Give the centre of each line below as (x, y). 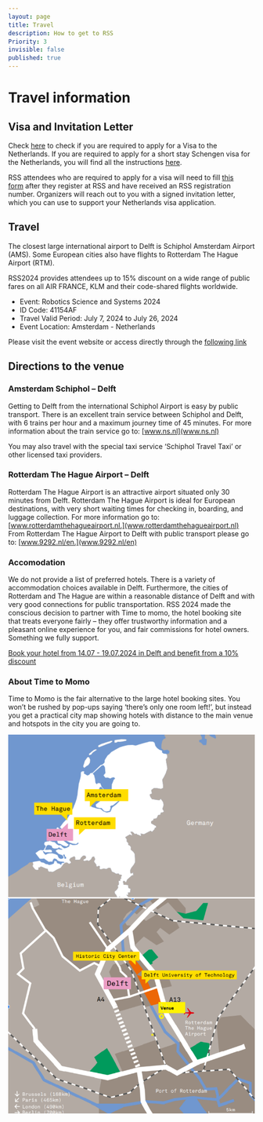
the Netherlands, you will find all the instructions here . (95, 162)
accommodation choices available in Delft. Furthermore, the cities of (118, 588)
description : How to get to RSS (61, 33)
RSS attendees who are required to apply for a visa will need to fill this (121, 177)
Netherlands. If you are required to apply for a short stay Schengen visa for (129, 154)
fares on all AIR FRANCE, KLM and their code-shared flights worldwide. (123, 286)
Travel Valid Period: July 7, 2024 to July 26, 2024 (99, 318)
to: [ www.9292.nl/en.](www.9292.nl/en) (73, 542)
